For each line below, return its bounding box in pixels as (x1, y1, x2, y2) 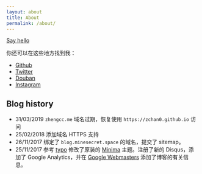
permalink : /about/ (6, 20, 56, 26)
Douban (15, 74, 35, 82)
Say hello (6, 37, 30, 44)
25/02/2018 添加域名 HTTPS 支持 (15, 131, 99, 138)
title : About (6, 15, 40, 21)
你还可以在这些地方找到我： (6, 49, 76, 57)
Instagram (15, 81, 41, 88)
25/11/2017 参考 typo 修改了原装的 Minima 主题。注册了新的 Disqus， (15, 146, 189, 153)
